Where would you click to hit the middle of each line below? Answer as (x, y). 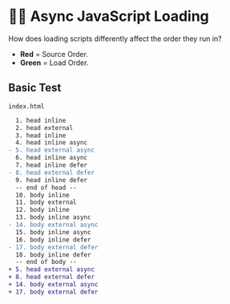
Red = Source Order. (54, 54)
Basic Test (35, 88)
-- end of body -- (46, 262)
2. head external (44, 128)
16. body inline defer (53, 240)
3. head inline (41, 136)
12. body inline (42, 210)
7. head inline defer (52, 165)
